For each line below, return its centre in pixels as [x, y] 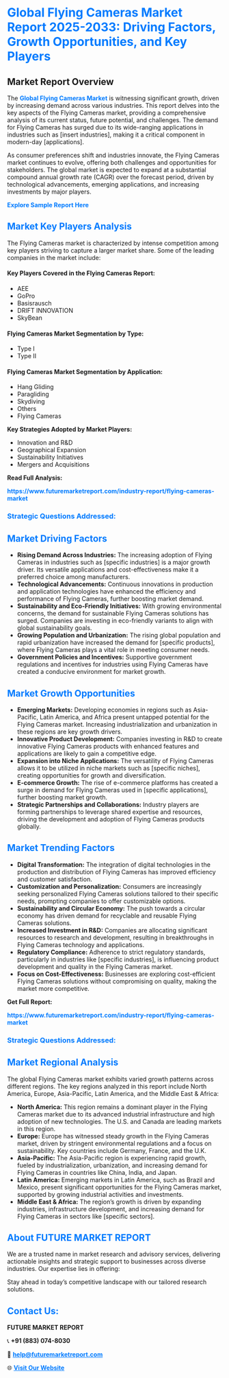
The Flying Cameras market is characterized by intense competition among [113, 243]
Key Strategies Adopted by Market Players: [70, 430]
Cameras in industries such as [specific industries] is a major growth [113, 562]
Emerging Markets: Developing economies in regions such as [104, 710]
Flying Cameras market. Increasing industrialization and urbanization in [117, 724]
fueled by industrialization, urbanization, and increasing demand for [112, 1165]
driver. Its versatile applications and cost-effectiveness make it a [108, 570]
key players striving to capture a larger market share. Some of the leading [111, 250]
